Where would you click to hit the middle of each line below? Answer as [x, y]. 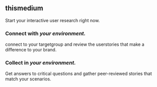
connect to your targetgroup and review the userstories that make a [75, 44]
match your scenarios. [28, 79]
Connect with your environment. [45, 33]
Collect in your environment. [40, 63]
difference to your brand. [31, 50]
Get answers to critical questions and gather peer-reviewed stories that [78, 74]
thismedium [24, 8]
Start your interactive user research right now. [52, 20]
